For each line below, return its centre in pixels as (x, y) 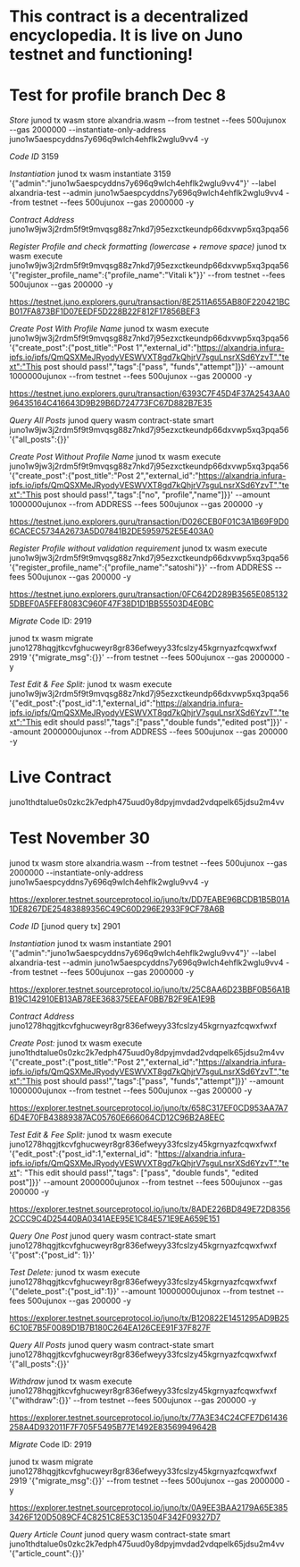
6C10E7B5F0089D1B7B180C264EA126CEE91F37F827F (110, 1327)
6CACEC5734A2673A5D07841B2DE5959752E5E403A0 (112, 531)
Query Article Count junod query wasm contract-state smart (120, 1534)
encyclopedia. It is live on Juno (126, 35)
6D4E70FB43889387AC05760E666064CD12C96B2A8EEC (117, 1117)
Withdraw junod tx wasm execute (71, 1381)
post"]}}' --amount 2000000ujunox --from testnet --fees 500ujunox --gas (146, 1182)
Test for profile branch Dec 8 (118, 95)
